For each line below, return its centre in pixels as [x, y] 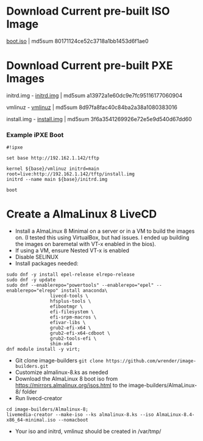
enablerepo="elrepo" [33, 291]
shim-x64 [61, 344]
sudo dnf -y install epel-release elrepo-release [71, 275]
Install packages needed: [47, 264]
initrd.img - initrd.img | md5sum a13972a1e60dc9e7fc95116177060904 [94, 95]
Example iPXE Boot [35, 135]
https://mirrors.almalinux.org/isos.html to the [71, 386]
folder [30, 392]
